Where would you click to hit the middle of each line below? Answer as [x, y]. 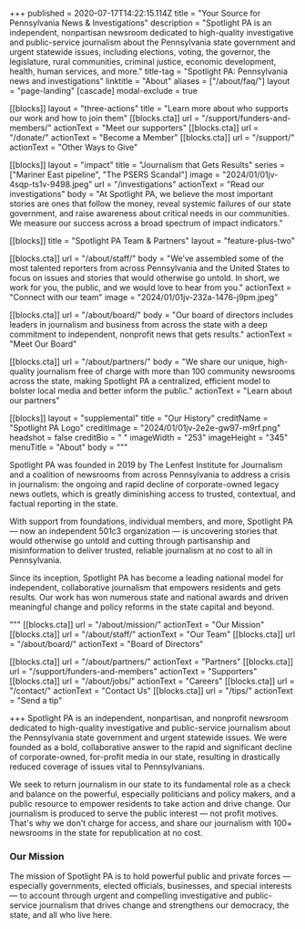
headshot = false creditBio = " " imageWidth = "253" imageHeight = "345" [149, 438]
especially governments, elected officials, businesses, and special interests [151, 886]
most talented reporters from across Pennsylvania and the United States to [150, 268]
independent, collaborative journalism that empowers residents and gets [145, 587]
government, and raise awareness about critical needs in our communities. [149, 213]
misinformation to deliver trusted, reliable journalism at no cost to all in [141, 550]
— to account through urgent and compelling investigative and [127, 896]
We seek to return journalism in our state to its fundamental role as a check [150, 784]
